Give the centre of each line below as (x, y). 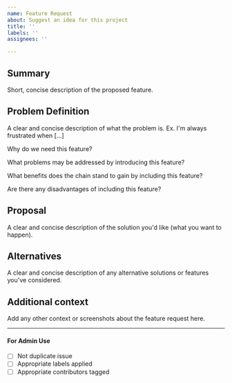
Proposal (27, 211)
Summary (29, 73)
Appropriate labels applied (55, 364)
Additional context (48, 302)
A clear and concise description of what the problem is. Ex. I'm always (107, 128)
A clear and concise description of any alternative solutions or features (108, 273)
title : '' (21, 26)
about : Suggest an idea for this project (68, 20)
